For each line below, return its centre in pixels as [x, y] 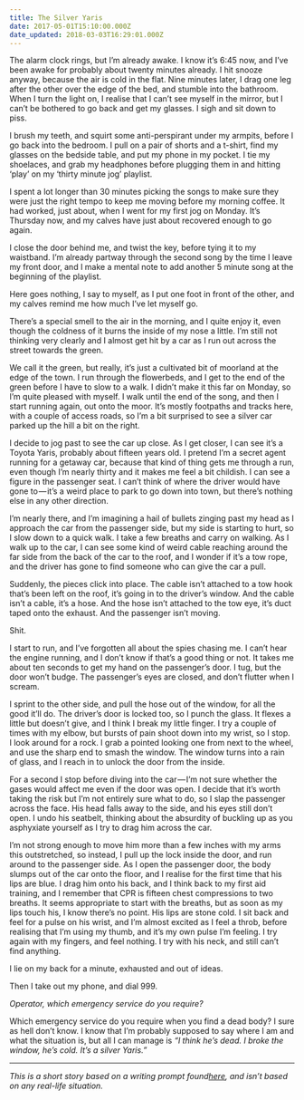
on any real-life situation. [57, 1086]
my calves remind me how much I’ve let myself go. [104, 304]
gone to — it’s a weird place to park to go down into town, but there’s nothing [151, 491]
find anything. [35, 951]
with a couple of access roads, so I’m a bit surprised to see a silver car [141, 416]
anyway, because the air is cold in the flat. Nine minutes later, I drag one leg [151, 80]
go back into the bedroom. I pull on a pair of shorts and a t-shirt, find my [144, 145]
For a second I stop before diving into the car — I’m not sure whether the [143, 779]
